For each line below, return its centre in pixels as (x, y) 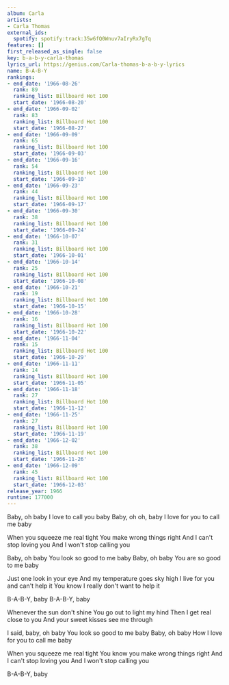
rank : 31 (26, 243)
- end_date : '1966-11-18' (44, 389)
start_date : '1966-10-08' (50, 281)
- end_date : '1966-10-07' (44, 236)
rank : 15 (26, 345)
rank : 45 (26, 472)
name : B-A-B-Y (27, 71)
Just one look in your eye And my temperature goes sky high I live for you (111, 579)
